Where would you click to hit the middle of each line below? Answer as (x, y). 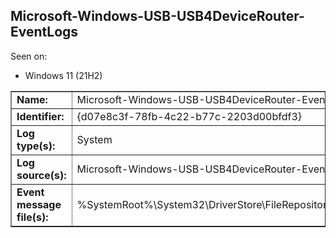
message (39, 204)
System (94, 139)
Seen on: (29, 56)
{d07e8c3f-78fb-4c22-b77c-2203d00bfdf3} (189, 116)
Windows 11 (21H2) (63, 75)
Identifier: (40, 116)
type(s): (36, 146)
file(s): (32, 217)
